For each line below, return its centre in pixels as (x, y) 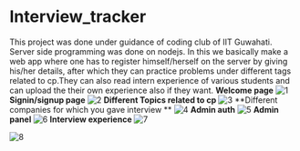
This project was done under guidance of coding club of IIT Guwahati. (141, 42)
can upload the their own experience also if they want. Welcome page (141, 90)
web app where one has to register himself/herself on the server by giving (149, 61)
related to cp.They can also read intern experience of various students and (150, 80)
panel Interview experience (71, 119)
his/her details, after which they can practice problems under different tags (150, 71)
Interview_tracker (78, 17)
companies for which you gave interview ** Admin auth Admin (145, 109)
